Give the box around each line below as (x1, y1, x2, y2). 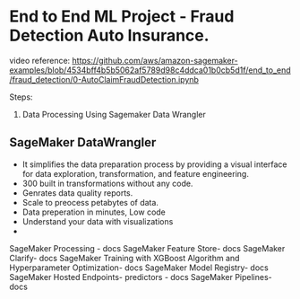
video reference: (9, 55, 71, 66)
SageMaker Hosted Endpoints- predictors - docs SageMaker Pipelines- (9, 271, 273, 282)
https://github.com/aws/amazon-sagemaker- (72, 55, 239, 66)
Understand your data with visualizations (21, 215, 174, 226)
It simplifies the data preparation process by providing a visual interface (21, 159, 288, 170)
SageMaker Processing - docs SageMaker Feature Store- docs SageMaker (9, 242, 286, 253)
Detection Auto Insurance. (9, 25, 210, 46)
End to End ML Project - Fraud (9, 6, 235, 27)
